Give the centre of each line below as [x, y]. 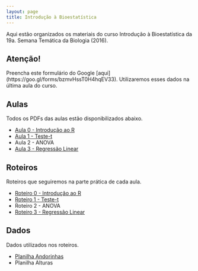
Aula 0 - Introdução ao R [45, 130]
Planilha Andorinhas [39, 256]
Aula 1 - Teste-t [33, 136]
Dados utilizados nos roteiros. [42, 245]
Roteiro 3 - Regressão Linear [50, 212]
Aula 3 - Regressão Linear [47, 149]
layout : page [22, 12]
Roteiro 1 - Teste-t [37, 199]
